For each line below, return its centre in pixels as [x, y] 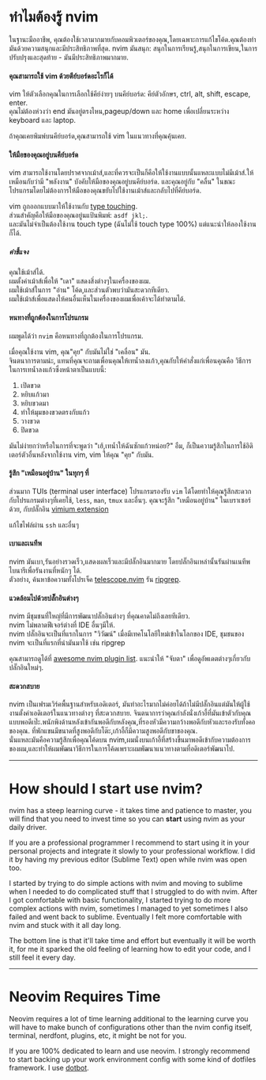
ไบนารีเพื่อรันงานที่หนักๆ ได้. [45, 570]
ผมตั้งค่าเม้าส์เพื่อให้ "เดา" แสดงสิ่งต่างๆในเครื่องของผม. [80, 281]
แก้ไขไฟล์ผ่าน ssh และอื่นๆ [44, 525]
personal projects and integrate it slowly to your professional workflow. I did [132, 851]
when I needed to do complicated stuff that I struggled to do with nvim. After [133, 892]
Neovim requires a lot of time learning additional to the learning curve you [129, 1019]
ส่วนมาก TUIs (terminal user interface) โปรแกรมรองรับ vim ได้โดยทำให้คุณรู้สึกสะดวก [130, 491]
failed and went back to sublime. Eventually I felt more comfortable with [126, 917]
